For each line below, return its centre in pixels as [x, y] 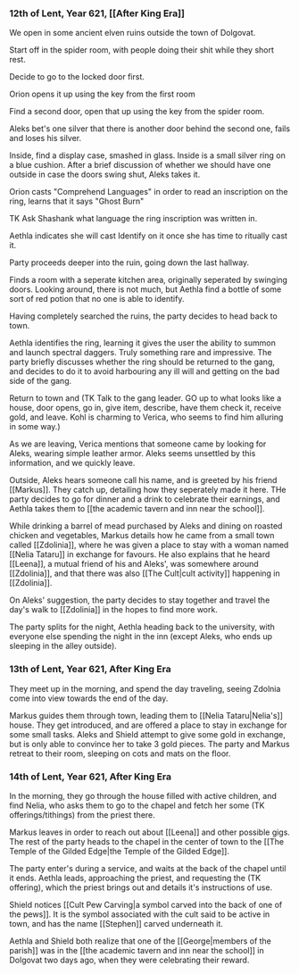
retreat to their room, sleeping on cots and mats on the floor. [120, 753]
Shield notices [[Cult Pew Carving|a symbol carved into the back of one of [146, 904]
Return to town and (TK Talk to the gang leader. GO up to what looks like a [145, 398]
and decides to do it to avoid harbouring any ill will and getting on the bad [145, 371]
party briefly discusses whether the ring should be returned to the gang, [142, 362]
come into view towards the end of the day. [89, 698]
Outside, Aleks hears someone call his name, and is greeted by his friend [143, 480]
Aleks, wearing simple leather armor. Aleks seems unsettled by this [133, 454]
